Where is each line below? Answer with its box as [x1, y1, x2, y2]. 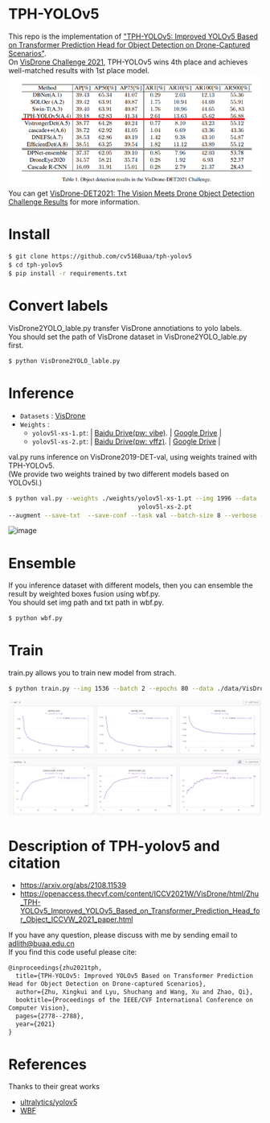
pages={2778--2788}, [15, 1012, 84, 1021]
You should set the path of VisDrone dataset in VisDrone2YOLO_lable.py [8, 332, 247, 342]
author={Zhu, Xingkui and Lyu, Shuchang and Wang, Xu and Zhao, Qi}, [15, 988, 253, 997]
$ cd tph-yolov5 [8, 261, 63, 270]
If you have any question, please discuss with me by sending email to [8, 931, 238, 940]
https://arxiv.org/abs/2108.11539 [19, 881, 127, 890]
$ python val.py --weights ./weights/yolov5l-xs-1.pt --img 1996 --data [8, 494, 257, 502]
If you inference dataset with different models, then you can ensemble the [8, 580, 253, 590]
